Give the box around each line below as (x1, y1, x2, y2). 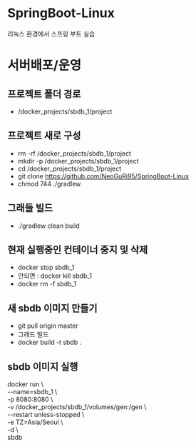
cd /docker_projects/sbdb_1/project (17, 164, 122, 173)
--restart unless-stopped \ (7, 411, 85, 418)
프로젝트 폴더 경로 (7, 88, 81, 100)
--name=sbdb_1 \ (7, 388, 58, 396)
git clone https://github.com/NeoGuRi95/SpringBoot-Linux (17, 171, 190, 180)
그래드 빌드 (17, 330, 49, 338)
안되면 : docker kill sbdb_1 (17, 271, 93, 280)
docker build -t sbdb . (17, 338, 82, 347)
